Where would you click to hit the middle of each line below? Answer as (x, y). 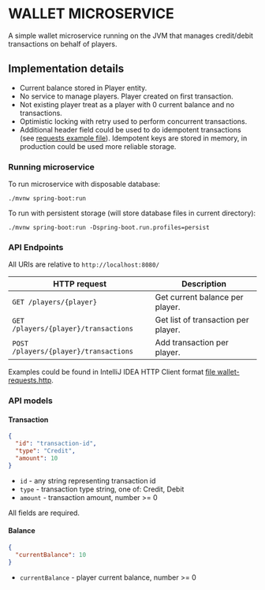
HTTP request (79, 284)
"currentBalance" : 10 (51, 555)
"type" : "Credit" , (46, 451)
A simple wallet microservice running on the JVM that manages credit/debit (131, 35)
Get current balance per (199, 297)
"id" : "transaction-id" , (56, 444)
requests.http (30, 380)
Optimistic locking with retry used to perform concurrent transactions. (133, 121)
